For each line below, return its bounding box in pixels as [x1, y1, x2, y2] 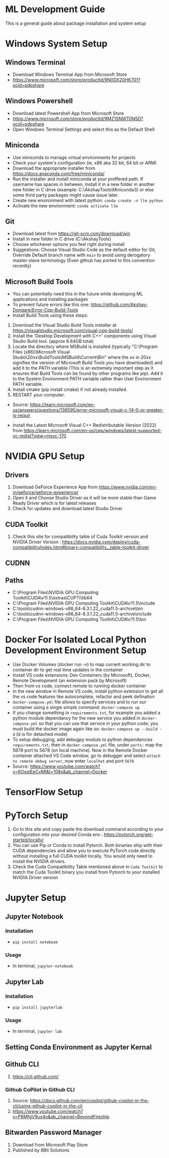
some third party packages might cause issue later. [12, 192, 119, 198]
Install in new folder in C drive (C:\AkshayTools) [12, 236, 112, 242]
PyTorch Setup [5, 810, 68, 821]
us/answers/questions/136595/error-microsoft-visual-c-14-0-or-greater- [12, 407, 164, 413]
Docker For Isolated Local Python [5, 634, 147, 645]
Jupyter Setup [5, 892, 66, 903]
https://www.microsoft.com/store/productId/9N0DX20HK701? [12, 77, 141, 83]
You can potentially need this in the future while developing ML [12, 291, 143, 297]
